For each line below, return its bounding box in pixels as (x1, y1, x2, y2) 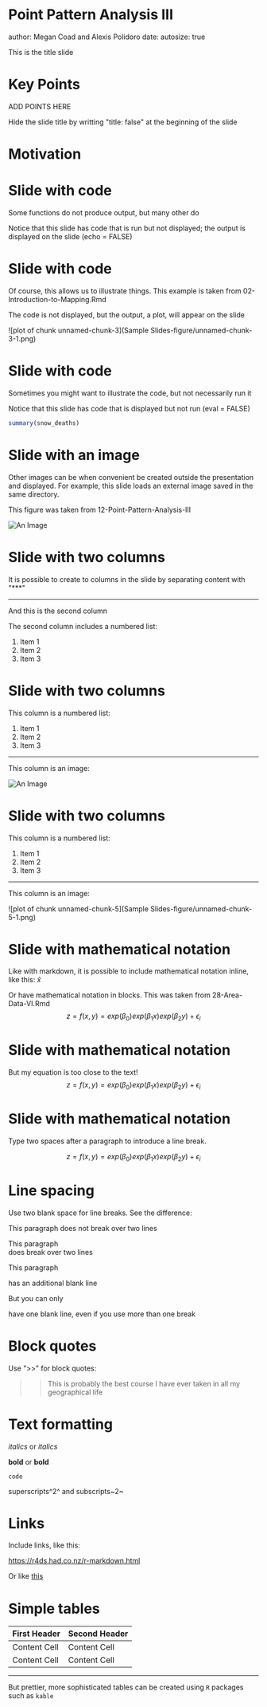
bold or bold (8, 1457, 49, 1466)
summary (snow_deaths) (8, 419, 80, 427)
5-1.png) (8, 912, 37, 922)
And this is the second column (8, 606, 108, 616)
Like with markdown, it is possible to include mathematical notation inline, (8, 966, 249, 976)
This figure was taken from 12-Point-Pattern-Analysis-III (8, 505, 192, 514)
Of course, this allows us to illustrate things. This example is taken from (8, 285, 242, 296)
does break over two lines (8, 1247, 93, 1257)
